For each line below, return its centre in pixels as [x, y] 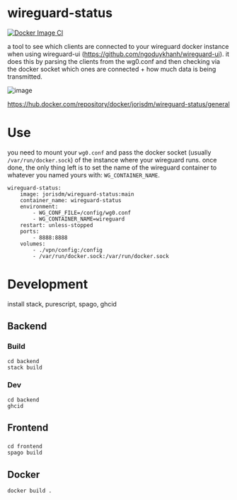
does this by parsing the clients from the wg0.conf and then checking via [114, 61]
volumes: [33, 244]
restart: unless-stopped [57, 225]
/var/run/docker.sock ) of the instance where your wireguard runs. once [112, 160]
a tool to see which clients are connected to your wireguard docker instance [118, 46]
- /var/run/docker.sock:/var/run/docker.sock [101, 256]
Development [48, 284]
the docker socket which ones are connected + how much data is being [112, 69]
